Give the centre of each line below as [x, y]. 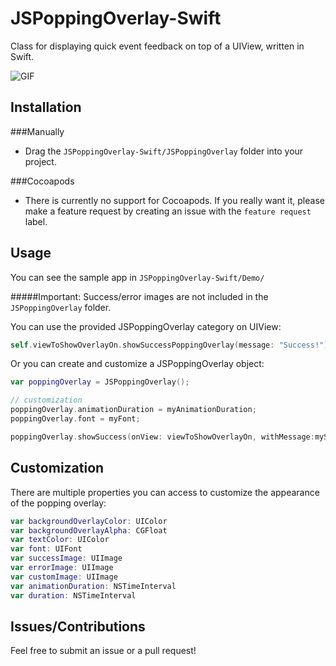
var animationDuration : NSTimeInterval [93, 586]
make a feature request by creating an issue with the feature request [168, 211]
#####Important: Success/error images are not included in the [139, 296]
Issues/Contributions [78, 626]
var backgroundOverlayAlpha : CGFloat [89, 530]
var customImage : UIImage [64, 577]
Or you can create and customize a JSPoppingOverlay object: [137, 364]
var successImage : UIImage [66, 558]
